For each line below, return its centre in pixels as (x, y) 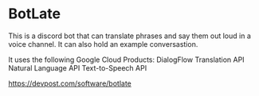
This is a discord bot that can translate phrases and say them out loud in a (129, 36)
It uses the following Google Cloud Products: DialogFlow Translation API (126, 60)
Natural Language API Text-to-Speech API (78, 67)
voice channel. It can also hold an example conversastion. (103, 44)
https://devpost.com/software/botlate (70, 83)
